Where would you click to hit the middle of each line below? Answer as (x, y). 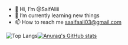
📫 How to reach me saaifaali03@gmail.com (68, 22)
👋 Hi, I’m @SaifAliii (37, 9)
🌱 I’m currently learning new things (57, 15)
